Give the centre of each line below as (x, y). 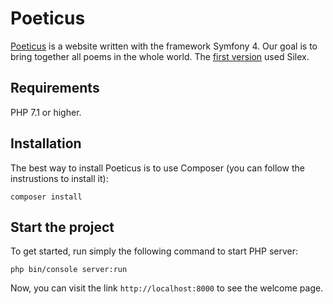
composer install (46, 197)
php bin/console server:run (69, 270)
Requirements (55, 88)
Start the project (62, 227)
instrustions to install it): (59, 178)
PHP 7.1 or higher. (46, 112)
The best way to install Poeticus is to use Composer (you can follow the (157, 168)
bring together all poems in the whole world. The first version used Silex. (160, 56)
